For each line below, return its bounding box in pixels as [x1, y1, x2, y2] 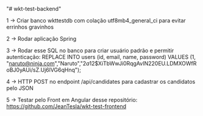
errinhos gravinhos [6, 24, 54, 30]
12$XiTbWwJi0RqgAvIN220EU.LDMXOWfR [89, 60, 197, 67]
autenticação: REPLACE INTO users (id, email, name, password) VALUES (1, [6, 53, 196, 60]
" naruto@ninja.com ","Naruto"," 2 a [6, 60, 90, 67]
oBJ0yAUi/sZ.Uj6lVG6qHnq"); [6, 66, 81, 73]
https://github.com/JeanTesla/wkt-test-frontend [6, 103, 127, 110]
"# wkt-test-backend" [6, 5, 62, 12]
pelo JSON [6, 84, 34, 92]
